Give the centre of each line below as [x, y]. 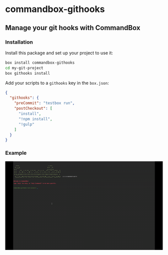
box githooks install [28, 73]
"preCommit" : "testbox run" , [44, 103]
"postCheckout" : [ [33, 109]
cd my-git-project [24, 68]
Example [16, 153]
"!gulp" [26, 124]
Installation [19, 42]
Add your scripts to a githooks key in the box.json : [57, 83]
